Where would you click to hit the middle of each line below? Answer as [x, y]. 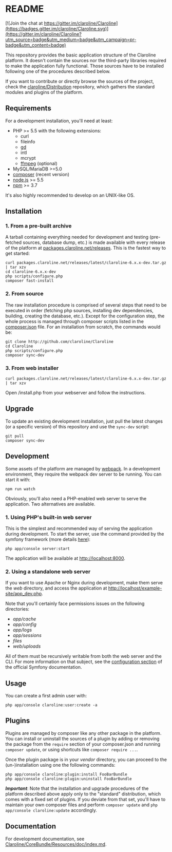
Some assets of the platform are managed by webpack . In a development [83, 468]
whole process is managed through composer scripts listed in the [74, 321]
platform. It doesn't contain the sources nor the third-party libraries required [86, 60]
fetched [14, 242]
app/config [25, 624]
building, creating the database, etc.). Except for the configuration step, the [85, 316]
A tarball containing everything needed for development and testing [77, 237]
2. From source [24, 294]
